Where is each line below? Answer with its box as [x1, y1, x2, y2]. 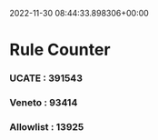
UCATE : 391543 [9, 72, 84, 85]
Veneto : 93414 [9, 96, 78, 109]
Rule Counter [9, 40, 111, 60]
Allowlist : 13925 [9, 120, 84, 133]
